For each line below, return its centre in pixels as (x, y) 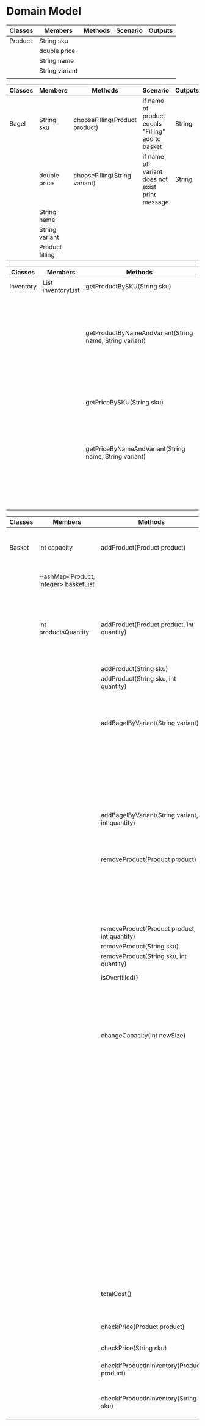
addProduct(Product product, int (147, 625)
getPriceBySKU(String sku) (124, 402)
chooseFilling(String (102, 175)
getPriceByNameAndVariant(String (135, 448)
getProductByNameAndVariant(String (139, 332)
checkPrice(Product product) (142, 1327)
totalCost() (116, 1294)
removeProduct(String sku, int (144, 956)
